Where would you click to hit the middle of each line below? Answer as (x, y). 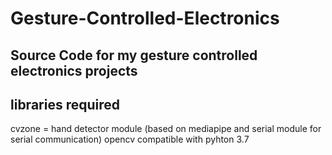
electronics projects (74, 70)
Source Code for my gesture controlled (134, 55)
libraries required (65, 104)
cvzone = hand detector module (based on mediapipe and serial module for (166, 129)
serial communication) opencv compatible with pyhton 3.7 (130, 139)
